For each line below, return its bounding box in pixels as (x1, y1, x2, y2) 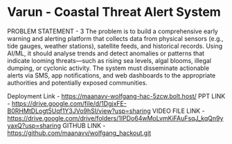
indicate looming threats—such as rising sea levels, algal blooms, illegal (7, 56, 211, 64)
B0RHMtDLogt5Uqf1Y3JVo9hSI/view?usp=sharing (7, 107, 151, 115)
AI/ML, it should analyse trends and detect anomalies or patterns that (7, 49, 205, 57)
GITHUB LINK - (62, 121, 106, 129)
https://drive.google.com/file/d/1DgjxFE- (11, 99, 127, 107)
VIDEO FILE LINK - (152, 107, 206, 115)
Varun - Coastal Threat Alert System (7, 4, 222, 20)
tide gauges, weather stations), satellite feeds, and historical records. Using (7, 42, 223, 50)
